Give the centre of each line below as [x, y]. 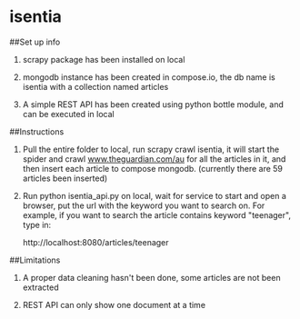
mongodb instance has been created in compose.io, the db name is [149, 77]
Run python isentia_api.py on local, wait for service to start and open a [154, 195]
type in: [37, 224]
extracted [40, 287]
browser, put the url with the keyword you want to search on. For [144, 205]
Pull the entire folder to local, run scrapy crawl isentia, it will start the [151, 149]
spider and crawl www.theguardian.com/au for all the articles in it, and [154, 159]
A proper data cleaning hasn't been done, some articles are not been [151, 277]
